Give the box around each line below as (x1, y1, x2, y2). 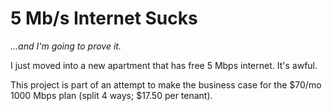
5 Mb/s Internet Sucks (10, 7, 198, 30)
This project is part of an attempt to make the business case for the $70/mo (10, 78, 322, 91)
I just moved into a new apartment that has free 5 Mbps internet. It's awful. (10, 59, 318, 71)
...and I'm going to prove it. (10, 40, 122, 52)
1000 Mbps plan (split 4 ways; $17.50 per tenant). (10, 89, 213, 101)
